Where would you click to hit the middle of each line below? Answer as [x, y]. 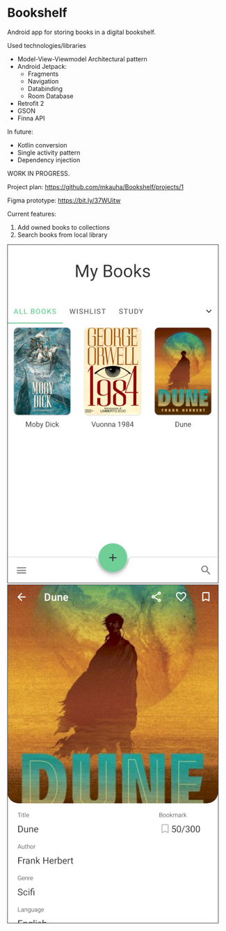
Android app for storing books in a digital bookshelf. [82, 32]
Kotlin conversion [42, 145]
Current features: [32, 214]
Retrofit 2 [31, 103]
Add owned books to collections [63, 227]
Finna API [31, 118]
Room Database [50, 96]
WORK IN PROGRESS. [39, 173]
